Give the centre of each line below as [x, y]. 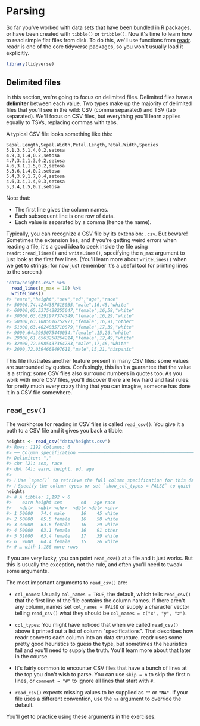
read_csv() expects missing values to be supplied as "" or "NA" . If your [101, 693]
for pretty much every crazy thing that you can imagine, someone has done [99, 386]
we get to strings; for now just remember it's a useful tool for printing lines [97, 265]
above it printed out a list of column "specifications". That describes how [104, 631]
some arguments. [28, 571]
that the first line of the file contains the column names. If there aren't [100, 601]
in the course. [32, 657]
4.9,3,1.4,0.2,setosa [33, 155]
